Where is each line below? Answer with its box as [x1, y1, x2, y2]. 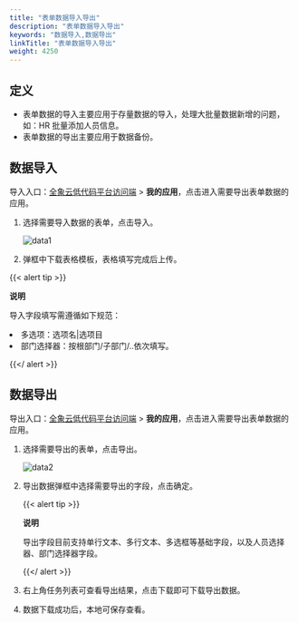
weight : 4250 [9, 47, 59, 56]
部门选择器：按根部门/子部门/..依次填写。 [21, 340, 174, 351]
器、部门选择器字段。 [22, 548, 102, 559]
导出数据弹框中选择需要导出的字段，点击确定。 [22, 480, 197, 491]
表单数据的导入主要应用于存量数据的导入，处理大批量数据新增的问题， [22, 108, 285, 119]
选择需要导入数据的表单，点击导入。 [22, 217, 159, 228]
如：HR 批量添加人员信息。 [22, 120, 124, 131]
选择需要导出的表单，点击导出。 [22, 443, 142, 454]
